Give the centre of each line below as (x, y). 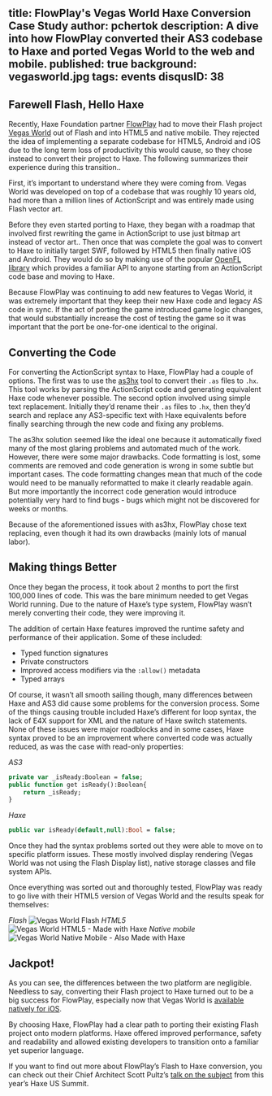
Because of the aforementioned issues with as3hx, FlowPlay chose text (128, 524)
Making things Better (63, 567)
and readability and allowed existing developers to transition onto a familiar (134, 1042)
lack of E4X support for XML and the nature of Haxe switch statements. (128, 720)
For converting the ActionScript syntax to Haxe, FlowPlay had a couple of (131, 372)
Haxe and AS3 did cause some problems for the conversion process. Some (134, 703)
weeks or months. (39, 509)
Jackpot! (31, 963)
